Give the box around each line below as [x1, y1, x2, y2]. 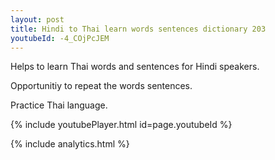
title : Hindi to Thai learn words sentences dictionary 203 [10, 24, 267, 34]
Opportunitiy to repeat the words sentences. [10, 80, 193, 92]
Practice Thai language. [10, 99, 108, 111]
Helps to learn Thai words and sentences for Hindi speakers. [10, 61, 260, 73]
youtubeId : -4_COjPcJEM [10, 33, 110, 43]
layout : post [10, 14, 65, 25]
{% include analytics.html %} [10, 138, 130, 150]
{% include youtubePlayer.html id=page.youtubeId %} [10, 119, 233, 131]
